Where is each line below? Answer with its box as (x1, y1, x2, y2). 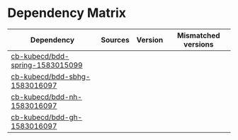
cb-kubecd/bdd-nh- (11, 92, 83, 102)
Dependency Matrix (7, 5, 126, 21)
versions (183, 39, 214, 49)
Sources (101, 35, 130, 45)
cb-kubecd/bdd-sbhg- (11, 71, 91, 81)
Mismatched (176, 30, 221, 40)
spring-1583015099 (11, 60, 83, 70)
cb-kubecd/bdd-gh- (11, 112, 83, 122)
